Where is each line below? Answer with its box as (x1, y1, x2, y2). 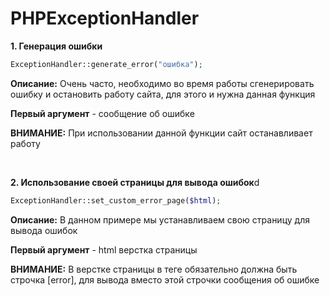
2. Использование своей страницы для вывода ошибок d (10, 176, 260, 188)
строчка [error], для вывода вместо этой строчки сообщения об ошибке (10, 273, 320, 286)
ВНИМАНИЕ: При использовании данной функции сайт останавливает (10, 127, 313, 139)
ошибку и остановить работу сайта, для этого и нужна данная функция (10, 88, 316, 100)
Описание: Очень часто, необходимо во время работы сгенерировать (10, 77, 315, 89)
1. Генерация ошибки (10, 40, 103, 52)
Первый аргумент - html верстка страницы (10, 243, 198, 256)
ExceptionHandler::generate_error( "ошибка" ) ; (10, 59, 203, 69)
